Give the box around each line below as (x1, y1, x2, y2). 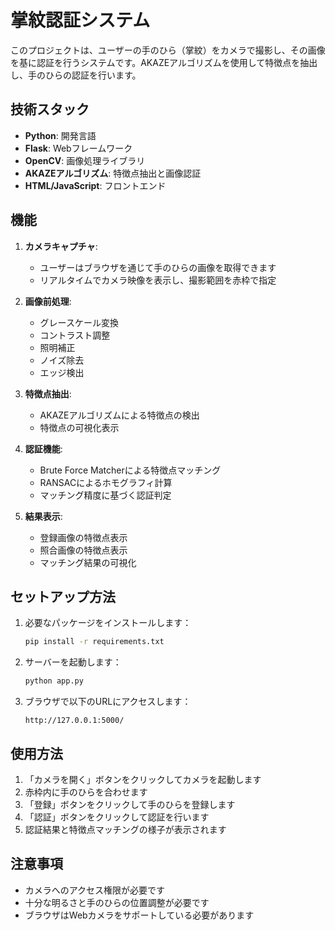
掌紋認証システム (10, 9, 151, 32)
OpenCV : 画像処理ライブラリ (24, 154, 146, 166)
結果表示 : (24, 510, 63, 522)
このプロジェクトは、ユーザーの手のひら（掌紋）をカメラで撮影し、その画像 (10, 44, 326, 56)
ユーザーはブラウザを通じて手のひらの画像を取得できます (39, 261, 277, 273)
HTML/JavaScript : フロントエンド (24, 179, 167, 191)
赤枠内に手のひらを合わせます (24, 786, 148, 798)
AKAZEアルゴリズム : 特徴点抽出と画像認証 (24, 167, 202, 179)
